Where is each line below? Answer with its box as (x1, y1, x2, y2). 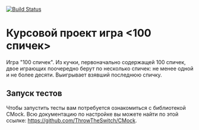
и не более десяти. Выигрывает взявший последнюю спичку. (6, 71, 162, 78)
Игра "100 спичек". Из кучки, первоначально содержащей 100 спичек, (6, 58, 186, 65)
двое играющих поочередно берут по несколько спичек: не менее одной (6, 65, 194, 72)
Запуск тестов (6, 88, 62, 99)
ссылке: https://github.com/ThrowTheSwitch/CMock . (6, 116, 138, 124)
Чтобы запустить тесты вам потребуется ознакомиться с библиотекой (6, 104, 186, 111)
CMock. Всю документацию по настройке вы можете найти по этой (6, 110, 179, 118)
